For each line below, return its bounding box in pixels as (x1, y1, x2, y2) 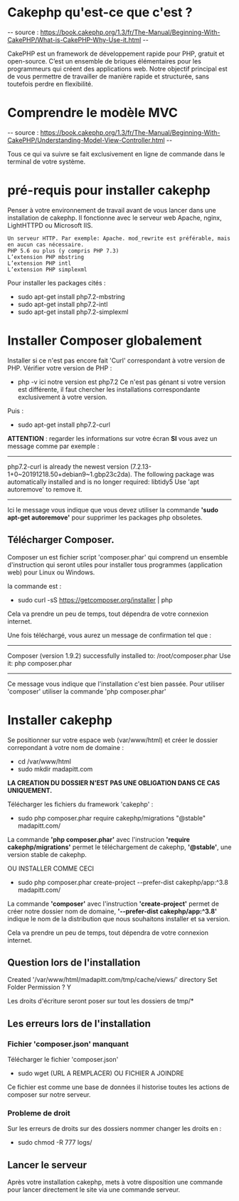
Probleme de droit (7, 1108, 70, 1118)
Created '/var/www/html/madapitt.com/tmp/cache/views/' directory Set (7, 976, 218, 984)
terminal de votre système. (7, 157, 86, 166)
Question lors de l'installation (7, 956, 141, 968)
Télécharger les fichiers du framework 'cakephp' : (7, 800, 154, 809)
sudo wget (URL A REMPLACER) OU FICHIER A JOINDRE (17, 1069, 184, 1078)
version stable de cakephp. (7, 850, 87, 858)
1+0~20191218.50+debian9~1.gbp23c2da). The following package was (7, 470, 215, 478)
